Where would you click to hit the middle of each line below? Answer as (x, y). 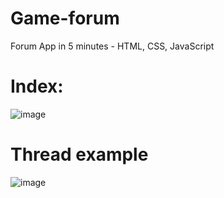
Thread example (79, 154)
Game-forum (65, 18)
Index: (37, 86)
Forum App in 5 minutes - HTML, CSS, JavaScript (112, 46)
